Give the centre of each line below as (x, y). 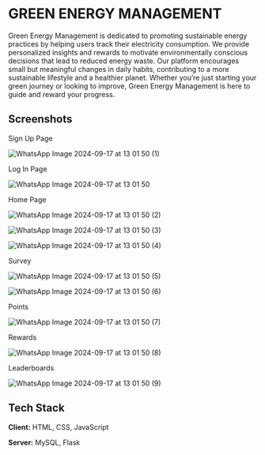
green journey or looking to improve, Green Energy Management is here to (129, 86)
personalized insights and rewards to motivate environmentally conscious (128, 52)
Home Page (27, 199)
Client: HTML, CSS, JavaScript (59, 427)
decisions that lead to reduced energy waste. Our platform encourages (124, 61)
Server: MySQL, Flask (44, 442)
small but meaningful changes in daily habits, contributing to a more (119, 69)
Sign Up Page (30, 138)
